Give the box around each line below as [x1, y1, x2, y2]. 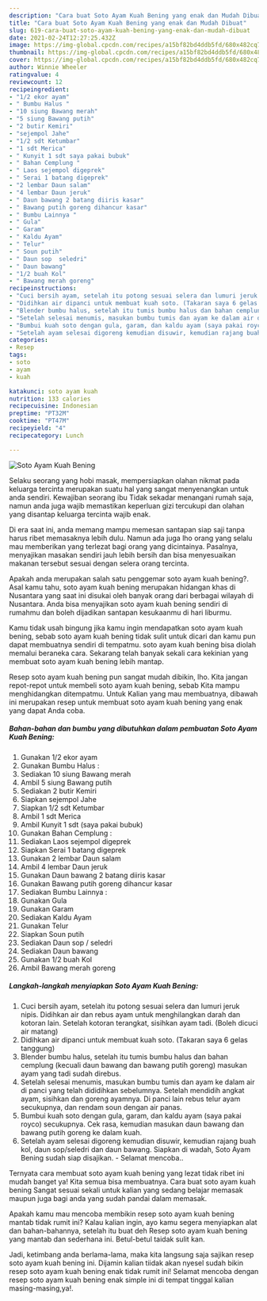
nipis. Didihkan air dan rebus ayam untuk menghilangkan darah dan [20, 1009, 241, 1019]
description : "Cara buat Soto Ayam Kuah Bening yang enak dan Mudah [9, 11, 240, 20]
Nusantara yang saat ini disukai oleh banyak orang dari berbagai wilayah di [9, 590, 254, 600]
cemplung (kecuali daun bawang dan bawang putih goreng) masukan [20, 1060, 248, 1069]
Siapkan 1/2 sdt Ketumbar [20, 803, 105, 812]
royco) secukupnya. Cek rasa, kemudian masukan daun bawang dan [20, 1119, 245, 1129]
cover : [9, 56, 31, 64]
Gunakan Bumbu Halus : [20, 761, 100, 770]
